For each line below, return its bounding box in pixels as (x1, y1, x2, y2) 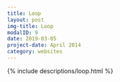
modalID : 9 (7, 29, 38, 36)
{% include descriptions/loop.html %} (7, 66, 114, 75)
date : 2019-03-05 (7, 36, 57, 42)
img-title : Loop (7, 23, 53, 29)
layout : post (7, 16, 45, 23)
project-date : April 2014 (7, 42, 81, 49)
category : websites (7, 49, 63, 55)
